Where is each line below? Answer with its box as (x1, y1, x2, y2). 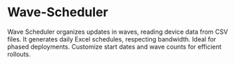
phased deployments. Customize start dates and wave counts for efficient (7, 42, 222, 51)
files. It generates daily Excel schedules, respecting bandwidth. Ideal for (7, 34, 217, 43)
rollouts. (7, 50, 31, 58)
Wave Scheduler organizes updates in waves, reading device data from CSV (7, 27, 229, 36)
